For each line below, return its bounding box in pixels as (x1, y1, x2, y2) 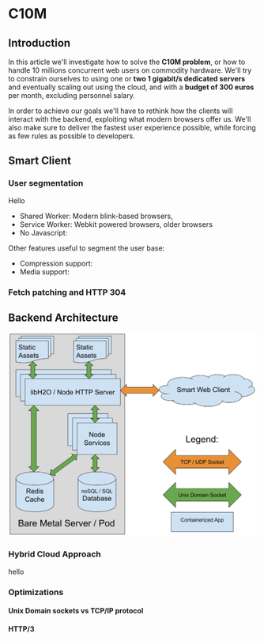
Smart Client (8, 154, 71, 168)
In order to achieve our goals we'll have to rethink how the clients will (8, 106, 233, 115)
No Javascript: (19, 228, 68, 237)
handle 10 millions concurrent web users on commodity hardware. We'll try (8, 66, 252, 75)
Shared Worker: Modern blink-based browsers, (19, 211, 174, 221)
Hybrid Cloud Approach (8, 549, 101, 560)
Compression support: (19, 258, 93, 268)
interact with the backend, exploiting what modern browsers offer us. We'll (8, 115, 251, 123)
